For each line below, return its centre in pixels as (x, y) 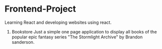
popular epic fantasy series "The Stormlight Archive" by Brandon (77, 37)
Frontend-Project (40, 9)
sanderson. (23, 42)
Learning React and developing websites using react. (58, 22)
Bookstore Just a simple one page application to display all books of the (84, 32)
